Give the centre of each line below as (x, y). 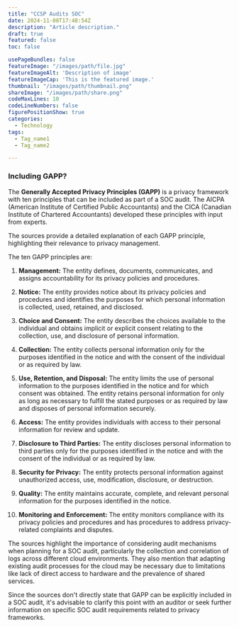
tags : (16, 132)
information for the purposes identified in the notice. (95, 501)
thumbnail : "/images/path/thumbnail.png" (70, 86)
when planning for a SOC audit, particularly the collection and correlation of (118, 550)
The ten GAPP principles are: (50, 256)
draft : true (26, 34)
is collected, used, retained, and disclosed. (81, 307)
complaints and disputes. (77, 529)
